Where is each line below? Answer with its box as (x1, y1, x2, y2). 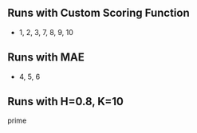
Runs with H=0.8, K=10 (7, 95, 124, 108)
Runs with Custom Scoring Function (7, 6, 190, 20)
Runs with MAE (7, 51, 85, 65)
